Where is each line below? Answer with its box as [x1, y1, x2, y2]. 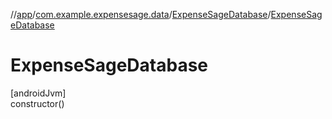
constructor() [10, 97, 65, 109]
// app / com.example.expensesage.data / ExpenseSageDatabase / [10, 9, 272, 20]
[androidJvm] [10, 87, 67, 99]
